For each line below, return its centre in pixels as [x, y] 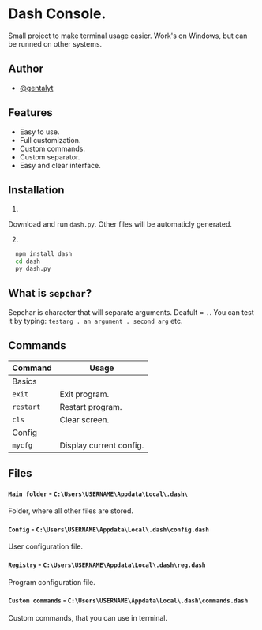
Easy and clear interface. [60, 165]
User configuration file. [46, 546]
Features [30, 112]
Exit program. [84, 394]
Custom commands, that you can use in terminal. [88, 617]
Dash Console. [57, 14]
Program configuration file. [52, 582]
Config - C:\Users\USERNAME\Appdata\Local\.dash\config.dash [109, 529]
